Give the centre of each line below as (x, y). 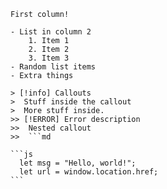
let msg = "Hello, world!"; (78, 163)
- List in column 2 (51, 32)
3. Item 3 (49, 58)
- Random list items (53, 67)
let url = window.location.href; (89, 172)
